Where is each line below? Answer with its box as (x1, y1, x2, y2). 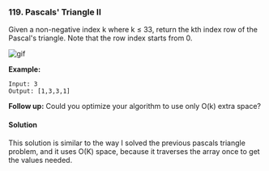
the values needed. (8, 155, 73, 165)
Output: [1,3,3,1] (8, 87, 70, 95)
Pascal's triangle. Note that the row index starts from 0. (8, 33, 193, 43)
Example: (8, 65, 41, 74)
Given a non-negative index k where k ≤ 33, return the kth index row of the (8, 25, 258, 35)
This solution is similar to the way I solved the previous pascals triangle (8, 138, 246, 148)
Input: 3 (8, 80, 38, 89)
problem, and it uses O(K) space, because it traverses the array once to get (8, 146, 261, 156)
